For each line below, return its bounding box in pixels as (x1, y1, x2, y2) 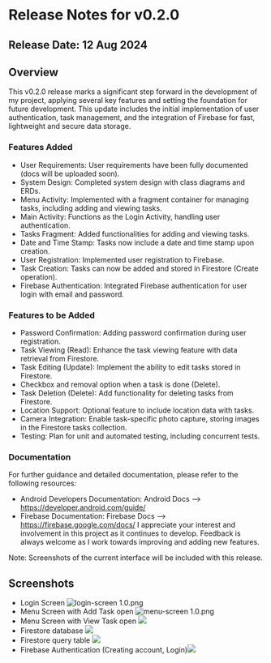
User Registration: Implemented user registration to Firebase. (19, 255, 225, 264)
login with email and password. (19, 289, 124, 299)
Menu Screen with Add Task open (19, 606, 134, 617)
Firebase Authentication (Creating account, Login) (19, 645, 188, 655)
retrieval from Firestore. (19, 353, 100, 363)
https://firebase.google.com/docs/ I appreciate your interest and (19, 520, 236, 530)
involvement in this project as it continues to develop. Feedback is (19, 528, 241, 538)
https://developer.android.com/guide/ (19, 503, 146, 512)
